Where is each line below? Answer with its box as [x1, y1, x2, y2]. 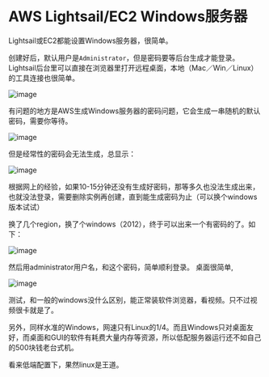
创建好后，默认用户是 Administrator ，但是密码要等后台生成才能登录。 [8, 53, 240, 62]
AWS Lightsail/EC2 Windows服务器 [8, 7, 248, 26]
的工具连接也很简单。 [8, 73, 79, 83]
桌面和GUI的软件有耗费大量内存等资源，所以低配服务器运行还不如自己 [29, 333, 262, 342]
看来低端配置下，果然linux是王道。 [8, 359, 124, 369]
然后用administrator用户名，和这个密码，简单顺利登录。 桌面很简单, [8, 262, 233, 272]
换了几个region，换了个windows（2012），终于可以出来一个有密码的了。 [8, 219, 249, 229]
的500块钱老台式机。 [8, 342, 78, 352]
